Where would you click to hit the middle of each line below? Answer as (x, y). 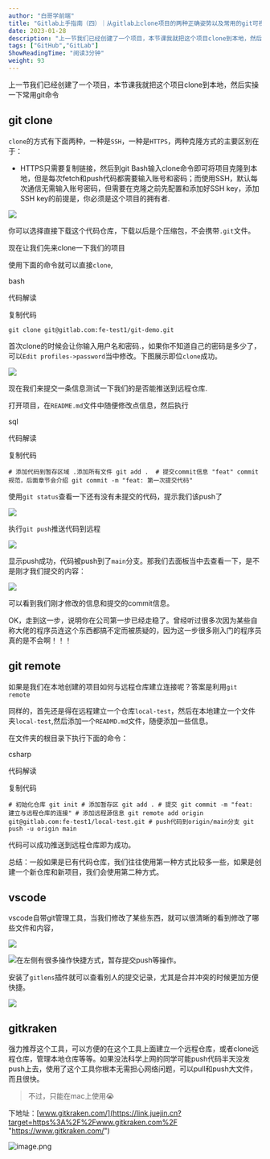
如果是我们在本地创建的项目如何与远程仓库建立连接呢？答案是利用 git (123, 686)
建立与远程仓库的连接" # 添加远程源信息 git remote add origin (106, 813)
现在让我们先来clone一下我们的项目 (67, 247)
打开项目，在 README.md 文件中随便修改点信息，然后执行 (98, 405)
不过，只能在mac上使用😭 (71, 1096)
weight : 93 (27, 61)
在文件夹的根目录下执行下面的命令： (68, 738)
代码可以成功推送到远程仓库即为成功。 (72, 844)
